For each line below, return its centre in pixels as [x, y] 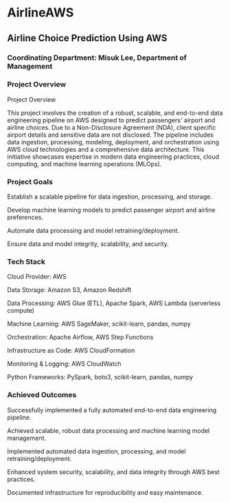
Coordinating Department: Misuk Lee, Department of [97, 58]
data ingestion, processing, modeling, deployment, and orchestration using [113, 142]
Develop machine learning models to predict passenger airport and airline [111, 210]
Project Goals [30, 181]
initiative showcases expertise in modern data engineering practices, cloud [113, 157]
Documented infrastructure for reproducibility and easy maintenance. [105, 492]
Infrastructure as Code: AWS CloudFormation [71, 350]
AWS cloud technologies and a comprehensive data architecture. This [106, 149]
